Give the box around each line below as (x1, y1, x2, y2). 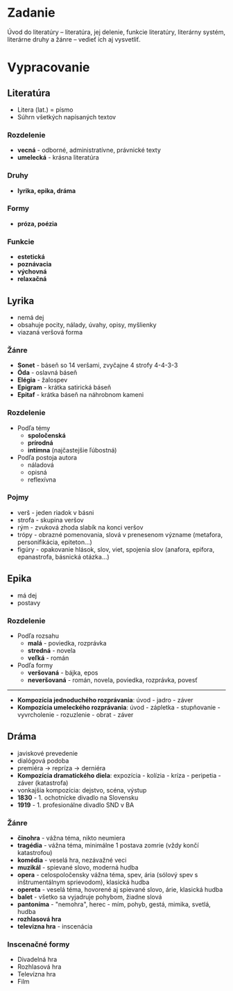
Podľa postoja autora (17, 453, 78, 461)
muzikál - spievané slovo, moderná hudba (17, 863, 139, 872)
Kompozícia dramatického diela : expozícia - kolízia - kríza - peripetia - (17, 771, 221, 779)
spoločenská (27, 431, 66, 439)
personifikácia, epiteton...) (17, 538, 92, 546)
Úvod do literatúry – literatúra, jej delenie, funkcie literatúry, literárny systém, (7, 28, 225, 36)
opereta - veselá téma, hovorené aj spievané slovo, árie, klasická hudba (17, 886, 223, 894)
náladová (27, 460, 54, 469)
